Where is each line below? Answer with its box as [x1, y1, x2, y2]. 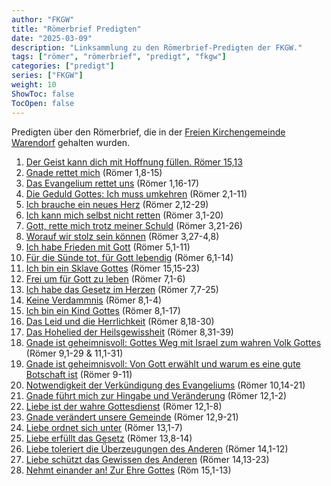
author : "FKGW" [11, 14, 75, 25]
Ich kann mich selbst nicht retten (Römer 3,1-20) [25, 209, 224, 221]
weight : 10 [11, 80, 57, 90]
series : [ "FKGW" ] [11, 71, 84, 81]
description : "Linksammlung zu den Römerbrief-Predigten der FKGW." [11, 42, 303, 53]
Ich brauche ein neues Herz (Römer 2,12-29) [25, 198, 209, 210]
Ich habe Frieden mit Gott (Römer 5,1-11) [25, 241, 191, 253]
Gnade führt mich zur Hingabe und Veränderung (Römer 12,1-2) [25, 389, 288, 401]
